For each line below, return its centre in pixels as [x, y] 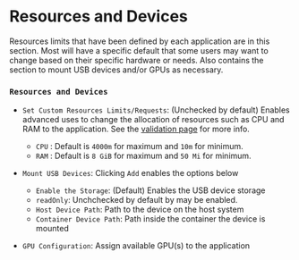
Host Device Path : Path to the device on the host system [140, 210]
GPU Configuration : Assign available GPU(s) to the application [136, 246]
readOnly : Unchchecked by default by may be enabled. [137, 200]
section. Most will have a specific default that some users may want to [139, 50]
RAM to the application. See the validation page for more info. [136, 129]
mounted [52, 229]
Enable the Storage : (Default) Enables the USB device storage [150, 190]
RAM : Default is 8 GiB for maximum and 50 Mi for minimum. [144, 156]
